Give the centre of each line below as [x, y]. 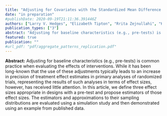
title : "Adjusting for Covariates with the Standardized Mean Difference [83, 10]
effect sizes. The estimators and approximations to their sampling [72, 98]
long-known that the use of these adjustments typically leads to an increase [83, 71]
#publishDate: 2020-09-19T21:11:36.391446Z [51, 19]
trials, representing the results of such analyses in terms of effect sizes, [79, 82]
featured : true [21, 38]
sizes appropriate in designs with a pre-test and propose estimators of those [83, 92]
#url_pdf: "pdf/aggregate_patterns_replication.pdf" [61, 47]
